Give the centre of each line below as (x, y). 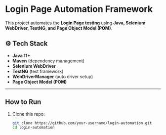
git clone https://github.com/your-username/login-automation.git (82, 123)
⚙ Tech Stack (26, 44)
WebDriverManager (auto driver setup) (52, 76)
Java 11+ (21, 55)
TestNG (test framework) (38, 71)
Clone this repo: (28, 114)
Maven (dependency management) (48, 61)
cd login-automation (33, 128)
